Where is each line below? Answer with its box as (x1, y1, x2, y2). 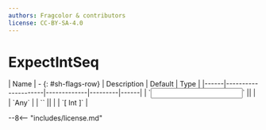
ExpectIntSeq (8, 53, 99, 71)
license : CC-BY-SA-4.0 (8, 19, 83, 27)
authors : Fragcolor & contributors (8, 11, 126, 20)
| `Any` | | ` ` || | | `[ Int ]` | (8, 98, 89, 108)
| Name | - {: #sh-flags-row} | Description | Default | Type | (8, 79, 201, 89)
